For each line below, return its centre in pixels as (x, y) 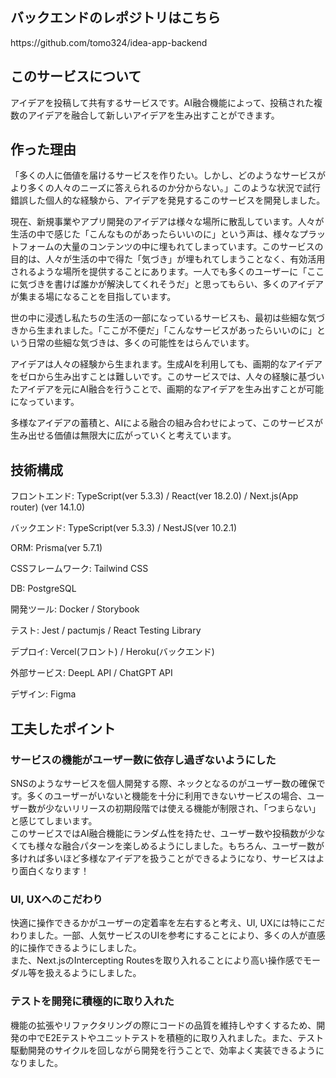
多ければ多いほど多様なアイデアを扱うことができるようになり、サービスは (163, 858)
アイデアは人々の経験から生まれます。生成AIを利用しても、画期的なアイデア (166, 364)
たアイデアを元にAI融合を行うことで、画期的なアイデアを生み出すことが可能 (167, 389)
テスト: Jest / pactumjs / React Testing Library (106, 630)
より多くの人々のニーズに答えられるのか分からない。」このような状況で (157, 188)
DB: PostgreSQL (43, 589)
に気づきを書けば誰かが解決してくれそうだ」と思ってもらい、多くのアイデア (167, 284)
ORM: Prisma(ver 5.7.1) (56, 548)
